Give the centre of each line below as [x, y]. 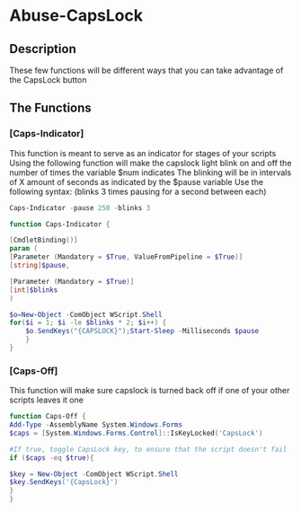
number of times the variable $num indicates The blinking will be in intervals [150, 172]
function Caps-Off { [48, 417]
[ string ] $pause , [40, 266]
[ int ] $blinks [34, 290]
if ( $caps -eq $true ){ [52, 458]
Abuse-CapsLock [76, 16]
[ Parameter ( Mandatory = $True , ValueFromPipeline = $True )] [126, 257]
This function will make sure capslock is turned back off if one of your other [150, 391]
